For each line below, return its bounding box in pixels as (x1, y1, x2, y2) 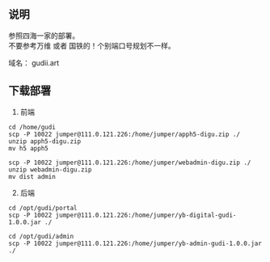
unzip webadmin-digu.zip (8, 165, 92, 174)
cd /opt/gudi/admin (8, 232, 74, 240)
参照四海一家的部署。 (8, 31, 79, 40)
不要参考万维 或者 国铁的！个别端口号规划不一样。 (8, 40, 175, 50)
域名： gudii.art (8, 57, 60, 67)
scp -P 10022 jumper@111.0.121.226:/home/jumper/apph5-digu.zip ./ (8, 130, 241, 138)
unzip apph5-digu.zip (8, 137, 82, 146)
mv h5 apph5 (8, 144, 49, 152)
